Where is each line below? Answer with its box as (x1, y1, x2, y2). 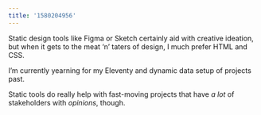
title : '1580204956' (8, 11, 77, 20)
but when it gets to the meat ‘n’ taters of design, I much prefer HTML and (8, 41, 248, 52)
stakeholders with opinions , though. (8, 98, 126, 107)
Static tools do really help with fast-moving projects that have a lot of (8, 89, 235, 99)
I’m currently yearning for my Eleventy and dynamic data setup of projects (8, 65, 252, 75)
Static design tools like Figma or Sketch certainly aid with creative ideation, (8, 33, 255, 43)
